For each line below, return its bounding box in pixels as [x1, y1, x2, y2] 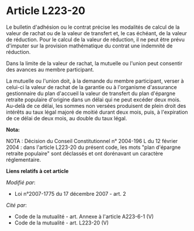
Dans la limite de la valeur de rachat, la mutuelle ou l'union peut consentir [6, 60, 183, 67]
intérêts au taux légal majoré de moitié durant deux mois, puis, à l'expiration [6, 108, 188, 116]
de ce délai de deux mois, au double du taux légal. [6, 114, 127, 121]
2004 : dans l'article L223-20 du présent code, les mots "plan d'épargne [6, 144, 181, 151]
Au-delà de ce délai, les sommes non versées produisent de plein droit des [6, 102, 186, 109]
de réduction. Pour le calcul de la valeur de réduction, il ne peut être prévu [6, 36, 185, 43]
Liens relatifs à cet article [6, 167, 69, 174]
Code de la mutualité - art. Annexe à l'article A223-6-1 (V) [14, 213, 154, 220]
